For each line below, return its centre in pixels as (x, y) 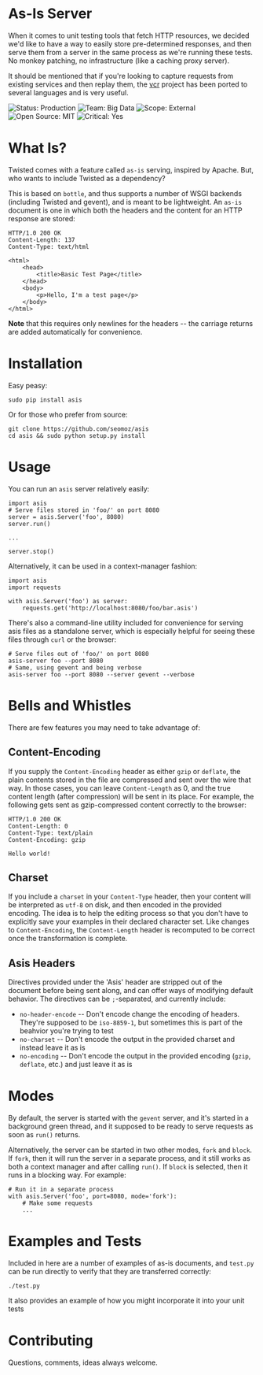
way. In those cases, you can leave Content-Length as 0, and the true (120, 788)
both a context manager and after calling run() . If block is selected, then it (128, 1167)
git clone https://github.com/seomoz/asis (79, 429)
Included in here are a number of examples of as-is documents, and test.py (131, 1263)
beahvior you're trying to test (66, 1031)
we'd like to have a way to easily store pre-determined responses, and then (130, 43)
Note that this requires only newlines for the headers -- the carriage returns (131, 323)
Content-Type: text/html (49, 246)
